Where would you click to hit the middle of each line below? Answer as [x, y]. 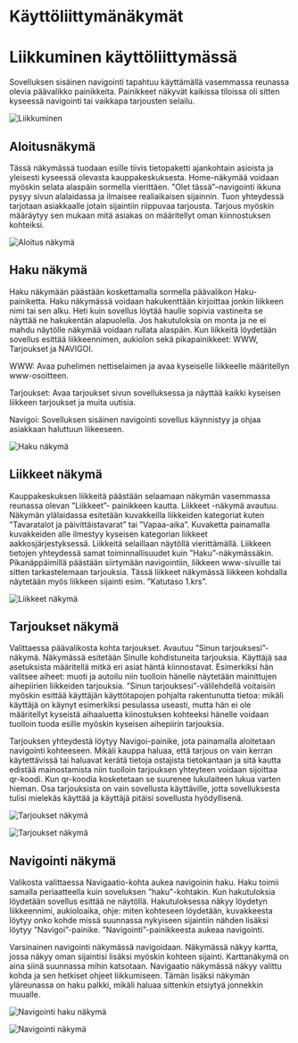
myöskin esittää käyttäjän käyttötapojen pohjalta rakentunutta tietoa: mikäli [146, 696]
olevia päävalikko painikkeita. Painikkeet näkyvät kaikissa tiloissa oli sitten [145, 92]
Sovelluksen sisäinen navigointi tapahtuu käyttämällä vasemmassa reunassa [149, 82]
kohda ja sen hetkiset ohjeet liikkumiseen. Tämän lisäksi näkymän [130, 976]
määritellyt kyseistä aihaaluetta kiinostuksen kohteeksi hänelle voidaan [139, 714]
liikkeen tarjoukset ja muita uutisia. [73, 402]
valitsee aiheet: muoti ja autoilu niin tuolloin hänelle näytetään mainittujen [143, 677]
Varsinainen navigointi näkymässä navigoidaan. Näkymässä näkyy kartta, [144, 947]
